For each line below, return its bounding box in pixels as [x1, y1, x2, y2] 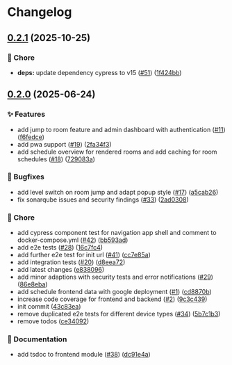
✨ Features [7, 109, 46, 119]
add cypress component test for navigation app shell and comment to [17, 229, 217, 237]
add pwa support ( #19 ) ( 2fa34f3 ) [17, 140, 113, 148]
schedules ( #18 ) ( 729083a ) [17, 154, 96, 163]
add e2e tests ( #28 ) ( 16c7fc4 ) [17, 243, 103, 252]
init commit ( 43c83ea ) [17, 302, 81, 311]
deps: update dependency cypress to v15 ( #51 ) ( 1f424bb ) [17, 68, 182, 76]
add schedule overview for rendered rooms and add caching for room [17, 147, 217, 156]
